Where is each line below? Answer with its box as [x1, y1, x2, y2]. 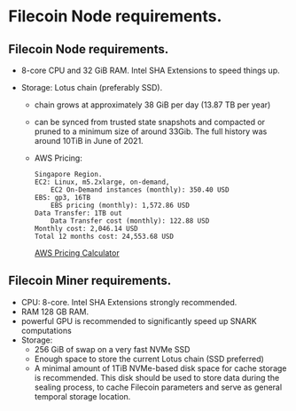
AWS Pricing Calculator [34, 248, 121, 258]
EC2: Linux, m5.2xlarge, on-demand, [34, 178, 170, 186]
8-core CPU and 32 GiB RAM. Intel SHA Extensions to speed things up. [20, 65, 280, 75]
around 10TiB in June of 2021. [34, 136, 144, 146]
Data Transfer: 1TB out [34, 209, 123, 217]
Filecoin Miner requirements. [8, 273, 172, 288]
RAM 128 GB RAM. [20, 306, 90, 317]
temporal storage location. [34, 391, 131, 401]
